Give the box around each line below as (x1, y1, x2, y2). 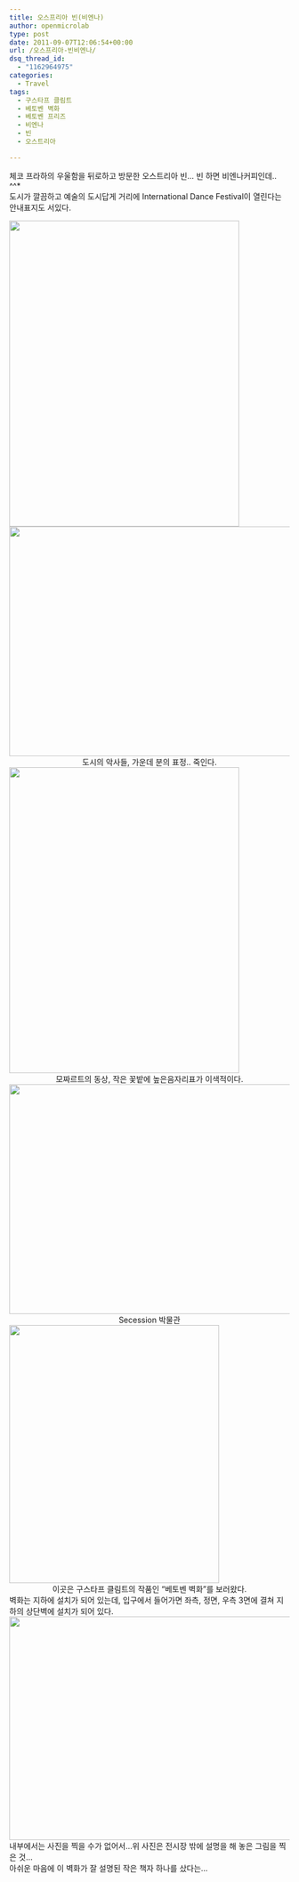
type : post (9, 29, 50, 38)
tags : (9, 87, 29, 96)
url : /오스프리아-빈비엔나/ (9, 46, 96, 55)
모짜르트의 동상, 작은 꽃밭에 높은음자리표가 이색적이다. (55, 1073, 244, 1084)
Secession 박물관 (118, 1314, 181, 1325)
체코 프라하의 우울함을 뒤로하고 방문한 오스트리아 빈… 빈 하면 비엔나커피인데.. (9, 170, 278, 181)
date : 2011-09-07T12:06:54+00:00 (9, 37, 133, 47)
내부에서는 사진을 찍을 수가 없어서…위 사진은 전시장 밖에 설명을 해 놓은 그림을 (9, 1840, 278, 1851)
